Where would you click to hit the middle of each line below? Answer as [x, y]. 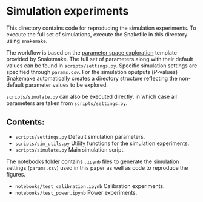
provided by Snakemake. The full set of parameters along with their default [100, 59]
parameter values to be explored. [66, 85]
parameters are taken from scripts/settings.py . [67, 103]
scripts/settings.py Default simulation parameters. [80, 136]
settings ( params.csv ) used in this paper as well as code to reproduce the [97, 167]
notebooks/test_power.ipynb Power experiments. [76, 192]
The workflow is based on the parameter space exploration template [92, 52]
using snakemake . [27, 41]
